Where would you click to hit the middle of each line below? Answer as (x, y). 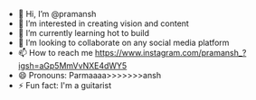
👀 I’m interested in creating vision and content (104, 23)
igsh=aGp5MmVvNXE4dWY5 (72, 66)
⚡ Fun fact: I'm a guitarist (64, 85)
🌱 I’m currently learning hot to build (83, 33)
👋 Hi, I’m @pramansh (57, 14)
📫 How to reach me (55, 53)
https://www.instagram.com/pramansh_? (171, 53)
